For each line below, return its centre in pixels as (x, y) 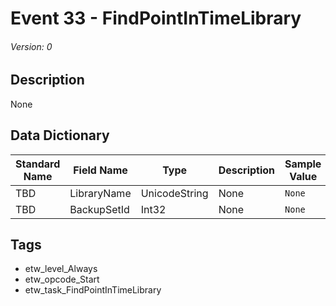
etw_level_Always (61, 269)
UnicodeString (174, 193)
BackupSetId (99, 209)
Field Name (100, 170)
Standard (38, 164)
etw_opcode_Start (62, 279)
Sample (303, 164)
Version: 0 (31, 46)
